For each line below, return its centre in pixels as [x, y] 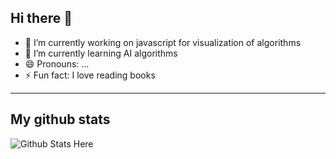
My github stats [60, 119]
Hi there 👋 [41, 18]
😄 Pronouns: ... [57, 63]
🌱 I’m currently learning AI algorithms [101, 53]
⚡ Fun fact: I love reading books [90, 75]
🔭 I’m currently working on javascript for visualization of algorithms [163, 42]
